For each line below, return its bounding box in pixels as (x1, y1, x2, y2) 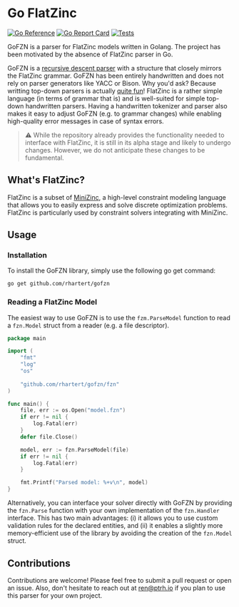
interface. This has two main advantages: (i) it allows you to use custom (7, 514, 218, 522)
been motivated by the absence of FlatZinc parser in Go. (7, 50, 173, 58)
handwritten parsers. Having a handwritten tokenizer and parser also (25, 101, 228, 110)
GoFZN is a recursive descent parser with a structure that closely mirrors (7, 63, 222, 72)
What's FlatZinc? (7, 174, 86, 186)
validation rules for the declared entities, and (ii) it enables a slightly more (7, 521, 223, 530)
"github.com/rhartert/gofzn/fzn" (20, 380, 120, 388)
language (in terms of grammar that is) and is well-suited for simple (7, 94, 205, 103)
